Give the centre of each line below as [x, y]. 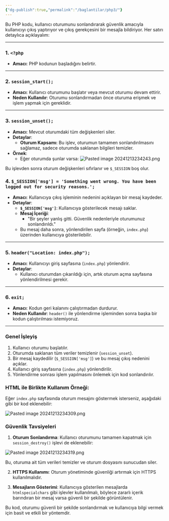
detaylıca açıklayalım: [27, 35]
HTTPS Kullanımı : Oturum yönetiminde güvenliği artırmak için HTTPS [84, 472]
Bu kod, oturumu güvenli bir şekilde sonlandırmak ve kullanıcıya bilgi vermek [84, 508]
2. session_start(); [29, 81]
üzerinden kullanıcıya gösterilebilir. [56, 235]
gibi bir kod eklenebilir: [29, 404]
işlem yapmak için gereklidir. [42, 103]
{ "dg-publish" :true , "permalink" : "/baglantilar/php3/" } [64, 10]
